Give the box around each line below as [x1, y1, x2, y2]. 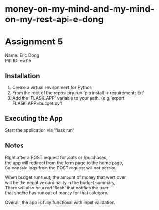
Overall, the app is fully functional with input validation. [5, 199, 116, 205]
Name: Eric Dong [5, 52, 40, 58]
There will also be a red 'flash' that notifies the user [5, 185, 109, 190]
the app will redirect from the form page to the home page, [5, 160, 124, 166]
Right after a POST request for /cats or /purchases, [5, 154, 108, 160]
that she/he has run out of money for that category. [5, 189, 109, 196]
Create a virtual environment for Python [12, 84, 92, 90]
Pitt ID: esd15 [5, 58, 32, 63]
